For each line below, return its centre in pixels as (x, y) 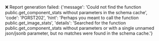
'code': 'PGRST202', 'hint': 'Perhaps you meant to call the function (72, 18)
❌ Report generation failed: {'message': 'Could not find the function (73, 7)
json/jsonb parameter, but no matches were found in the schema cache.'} (79, 33)
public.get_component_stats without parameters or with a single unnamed (79, 28)
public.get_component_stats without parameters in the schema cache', (76, 12)
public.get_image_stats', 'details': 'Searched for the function (66, 23)
